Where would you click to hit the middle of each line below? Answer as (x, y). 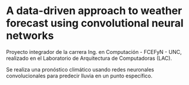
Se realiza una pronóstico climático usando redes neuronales (80, 69)
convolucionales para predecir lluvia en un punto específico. (79, 76)
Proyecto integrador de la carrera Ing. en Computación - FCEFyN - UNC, (94, 52)
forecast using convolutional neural (95, 23)
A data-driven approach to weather (94, 11)
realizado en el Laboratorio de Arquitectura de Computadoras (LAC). (89, 58)
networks (30, 36)
